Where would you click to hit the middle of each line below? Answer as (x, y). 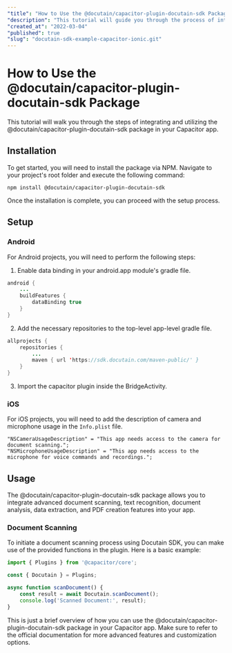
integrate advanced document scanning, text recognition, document (104, 502)
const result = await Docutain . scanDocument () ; (89, 594)
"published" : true (33, 33)
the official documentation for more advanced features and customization (112, 635)
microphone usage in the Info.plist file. (65, 426)
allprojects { (28, 341)
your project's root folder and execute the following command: (96, 175)
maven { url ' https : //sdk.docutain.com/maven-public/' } (115, 360)
